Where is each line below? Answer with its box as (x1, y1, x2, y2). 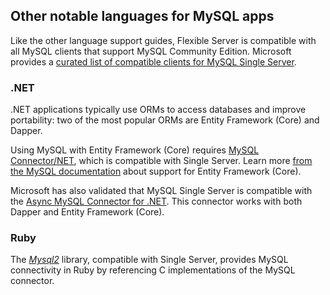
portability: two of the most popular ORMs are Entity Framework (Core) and (10, 114, 320, 126)
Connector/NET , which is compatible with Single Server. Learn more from (10, 155, 313, 167)
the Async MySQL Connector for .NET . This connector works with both (10, 195, 303, 208)
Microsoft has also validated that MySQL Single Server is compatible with (10, 185, 313, 197)
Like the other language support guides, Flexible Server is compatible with (10, 34, 317, 46)
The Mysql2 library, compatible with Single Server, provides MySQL (10, 254, 289, 266)
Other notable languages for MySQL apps (10, 8, 275, 25)
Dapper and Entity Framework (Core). (10, 206, 165, 218)
